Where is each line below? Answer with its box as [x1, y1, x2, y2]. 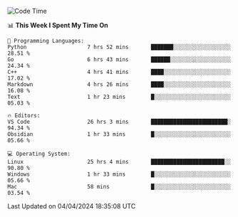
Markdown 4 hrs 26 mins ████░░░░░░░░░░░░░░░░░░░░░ [7, 81, 232, 88]
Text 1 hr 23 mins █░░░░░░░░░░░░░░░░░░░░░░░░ [7, 93, 232, 100]
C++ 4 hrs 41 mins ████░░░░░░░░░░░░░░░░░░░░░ [7, 68, 232, 75]
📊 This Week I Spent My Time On [7, 21, 108, 29]
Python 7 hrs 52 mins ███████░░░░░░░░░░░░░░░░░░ [7, 43, 232, 51]
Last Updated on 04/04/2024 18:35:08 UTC [7, 202, 136, 210]
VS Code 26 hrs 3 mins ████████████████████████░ [7, 118, 232, 125]
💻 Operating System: [7, 150, 71, 157]
